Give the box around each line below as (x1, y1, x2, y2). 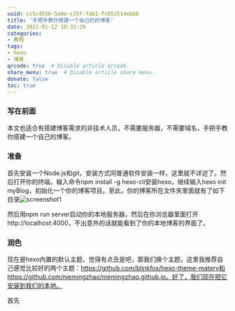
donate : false (7, 75, 49, 83)
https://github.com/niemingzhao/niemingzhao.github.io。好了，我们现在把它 (7, 272, 227, 281)
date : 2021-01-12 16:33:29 (7, 23, 86, 30)
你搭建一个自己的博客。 (7, 132, 75, 141)
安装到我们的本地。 (7, 282, 63, 290)
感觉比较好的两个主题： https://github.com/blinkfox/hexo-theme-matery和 (13, 264, 226, 272)
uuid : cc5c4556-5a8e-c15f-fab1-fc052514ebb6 (7, 10, 139, 18)
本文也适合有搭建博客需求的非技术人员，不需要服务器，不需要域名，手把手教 (7, 123, 228, 132)
